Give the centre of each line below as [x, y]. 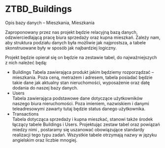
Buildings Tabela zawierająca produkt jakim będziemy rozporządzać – [83, 72]
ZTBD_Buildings [39, 9]
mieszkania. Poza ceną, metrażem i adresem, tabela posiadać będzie [82, 77]
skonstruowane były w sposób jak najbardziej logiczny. [61, 48]
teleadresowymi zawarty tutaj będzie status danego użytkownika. [79, 109]
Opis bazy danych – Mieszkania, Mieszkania [50, 23]
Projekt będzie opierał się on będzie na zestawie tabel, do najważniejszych [81, 57]
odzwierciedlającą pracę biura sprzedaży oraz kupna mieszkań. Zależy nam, [83, 37]
